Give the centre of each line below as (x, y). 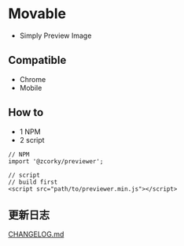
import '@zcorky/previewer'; (56, 161)
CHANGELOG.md (36, 234)
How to (26, 112)
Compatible (37, 60)
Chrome (33, 79)
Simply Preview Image (55, 35)
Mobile (31, 88)
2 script (32, 140)
